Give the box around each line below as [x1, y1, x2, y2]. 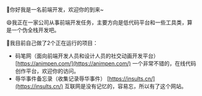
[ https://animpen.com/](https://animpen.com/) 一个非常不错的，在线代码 [15, 60, 197, 67]
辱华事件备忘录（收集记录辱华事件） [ [15, 75, 109, 82]
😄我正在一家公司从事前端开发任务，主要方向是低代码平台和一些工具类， [6, 19, 187, 26]
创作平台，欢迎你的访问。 [15, 67, 79, 75]
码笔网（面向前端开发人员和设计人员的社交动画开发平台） [15, 52, 159, 60]
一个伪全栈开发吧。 [11, 27, 59, 33]
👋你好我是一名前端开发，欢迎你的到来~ [6, 6, 104, 13]
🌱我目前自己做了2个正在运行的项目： [6, 39, 98, 46]
